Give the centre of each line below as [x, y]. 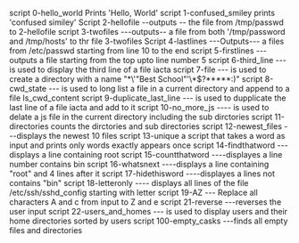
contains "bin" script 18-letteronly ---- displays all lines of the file [129, 183]
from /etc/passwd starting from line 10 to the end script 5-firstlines [132, 51]
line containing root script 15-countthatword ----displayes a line [165, 154]
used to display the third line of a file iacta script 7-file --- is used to [142, 69]
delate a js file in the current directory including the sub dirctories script [141, 117]
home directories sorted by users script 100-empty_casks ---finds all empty [149, 221]
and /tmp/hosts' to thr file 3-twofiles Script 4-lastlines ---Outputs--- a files [147, 41]
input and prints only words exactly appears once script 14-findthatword [142, 145]
